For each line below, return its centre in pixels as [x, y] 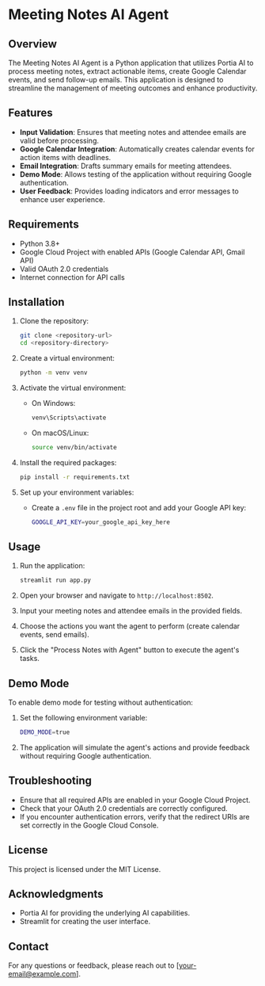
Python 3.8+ [40, 243]
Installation [36, 302]
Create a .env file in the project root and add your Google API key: [139, 507]
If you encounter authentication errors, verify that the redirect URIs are [134, 816]
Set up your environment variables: [77, 492]
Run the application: [52, 566]
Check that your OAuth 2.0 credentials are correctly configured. [123, 808]
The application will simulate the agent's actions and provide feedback [135, 747]
